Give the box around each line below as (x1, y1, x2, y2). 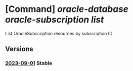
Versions (5, 45, 34, 53)
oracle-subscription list (5, 14, 104, 25)
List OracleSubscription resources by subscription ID (5, 30, 113, 36)
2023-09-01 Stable (5, 60, 52, 67)
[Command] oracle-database (5, 3, 129, 15)
